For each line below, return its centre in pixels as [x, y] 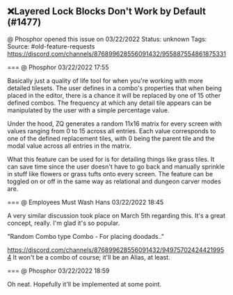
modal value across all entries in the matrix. [70, 146]
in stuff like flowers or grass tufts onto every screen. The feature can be [110, 174]
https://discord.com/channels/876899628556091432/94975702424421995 [116, 250]
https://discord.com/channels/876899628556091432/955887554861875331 [116, 53]
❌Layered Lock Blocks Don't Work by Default [107, 11]
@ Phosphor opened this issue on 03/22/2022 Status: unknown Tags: [107, 39]
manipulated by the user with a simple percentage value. [88, 110]
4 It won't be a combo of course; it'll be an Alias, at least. [89, 257]
